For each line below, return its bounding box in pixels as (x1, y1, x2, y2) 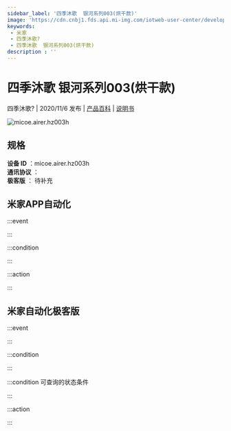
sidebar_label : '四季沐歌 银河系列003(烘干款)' (7, 10, 137, 17)
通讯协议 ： (7, 168, 39, 176)
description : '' (7, 49, 57, 56)
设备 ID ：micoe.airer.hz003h (7, 159, 90, 167)
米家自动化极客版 (7, 305, 80, 317)
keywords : (7, 23, 36, 30)
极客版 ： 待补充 (7, 176, 53, 184)
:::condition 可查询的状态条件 (7, 378, 89, 386)
